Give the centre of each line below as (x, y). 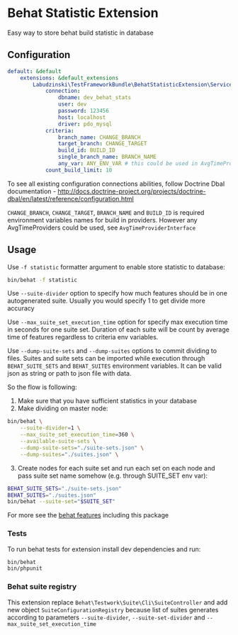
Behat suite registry (42, 587)
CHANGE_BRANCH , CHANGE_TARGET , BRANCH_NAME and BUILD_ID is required (106, 212)
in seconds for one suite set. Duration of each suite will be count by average (119, 330)
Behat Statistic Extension (83, 13)
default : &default (34, 71)
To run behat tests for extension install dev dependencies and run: (104, 549)
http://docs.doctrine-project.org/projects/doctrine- (132, 191)
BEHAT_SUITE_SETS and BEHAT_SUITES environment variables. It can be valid (114, 366)
